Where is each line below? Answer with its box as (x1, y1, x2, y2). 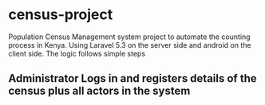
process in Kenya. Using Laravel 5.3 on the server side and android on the (8, 40, 251, 49)
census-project (8, 6, 113, 24)
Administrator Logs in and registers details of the (8, 72, 257, 85)
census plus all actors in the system (8, 84, 191, 98)
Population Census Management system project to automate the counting (8, 32, 251, 41)
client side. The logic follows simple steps (8, 49, 146, 58)
